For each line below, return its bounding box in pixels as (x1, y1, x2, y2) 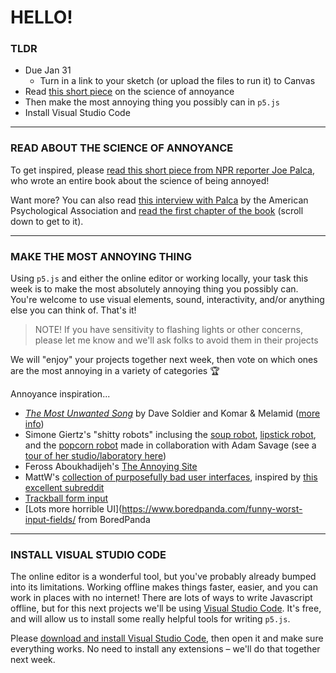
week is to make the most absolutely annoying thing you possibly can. (10, 283, 299, 295)
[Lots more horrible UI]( (24, 503, 123, 515)
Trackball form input (24, 492, 109, 505)
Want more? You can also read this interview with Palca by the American (10, 194, 309, 206)
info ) (24, 418, 45, 430)
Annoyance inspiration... (10, 388, 111, 400)
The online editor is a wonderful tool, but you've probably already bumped (10, 571, 317, 583)
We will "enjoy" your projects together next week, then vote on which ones (10, 354, 318, 366)
